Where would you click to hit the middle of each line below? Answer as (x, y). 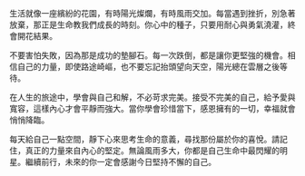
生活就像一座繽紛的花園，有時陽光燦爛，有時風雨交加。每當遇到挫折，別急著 (152, 13)
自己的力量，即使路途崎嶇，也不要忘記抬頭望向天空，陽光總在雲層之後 (148, 67)
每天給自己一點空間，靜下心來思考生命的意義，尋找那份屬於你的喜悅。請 (144, 139)
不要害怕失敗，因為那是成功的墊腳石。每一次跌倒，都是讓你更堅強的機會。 (148, 55)
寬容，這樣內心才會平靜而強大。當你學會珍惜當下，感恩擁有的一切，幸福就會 (152, 108)
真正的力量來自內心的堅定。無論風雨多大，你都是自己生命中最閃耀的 (152, 151)
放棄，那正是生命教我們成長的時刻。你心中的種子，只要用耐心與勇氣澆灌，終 (152, 24)
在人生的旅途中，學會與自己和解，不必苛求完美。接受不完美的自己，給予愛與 (152, 97)
